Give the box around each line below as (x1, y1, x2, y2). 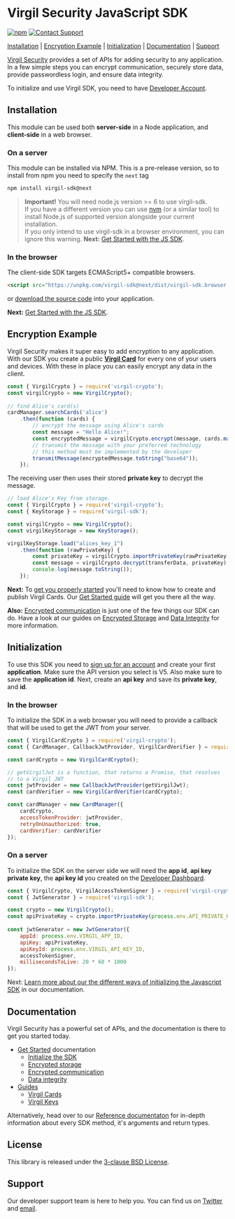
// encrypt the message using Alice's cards (32, 422, 164, 429)
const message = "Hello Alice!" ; (32, 429, 130, 436)
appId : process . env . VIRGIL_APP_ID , (20, 932, 124, 940)
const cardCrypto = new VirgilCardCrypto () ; (7, 756, 139, 763)
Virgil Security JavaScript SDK (7, 5, 189, 21)
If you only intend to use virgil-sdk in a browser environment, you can (24, 227, 225, 236)
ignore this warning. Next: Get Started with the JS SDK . (24, 234, 185, 243)
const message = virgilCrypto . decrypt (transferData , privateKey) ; (32, 559, 230, 566)
